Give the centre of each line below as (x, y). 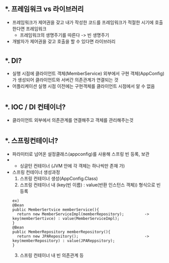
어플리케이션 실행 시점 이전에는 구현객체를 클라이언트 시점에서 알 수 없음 (83, 86)
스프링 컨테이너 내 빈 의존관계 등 (52, 255)
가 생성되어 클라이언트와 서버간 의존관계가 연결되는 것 (65, 80)
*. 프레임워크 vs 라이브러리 (44, 9)
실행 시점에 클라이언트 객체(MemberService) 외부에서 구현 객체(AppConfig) (88, 74)
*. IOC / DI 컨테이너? (35, 107)
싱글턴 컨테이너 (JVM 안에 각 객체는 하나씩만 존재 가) (72, 166)
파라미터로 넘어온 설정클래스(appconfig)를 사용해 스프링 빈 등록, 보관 (81, 154)
